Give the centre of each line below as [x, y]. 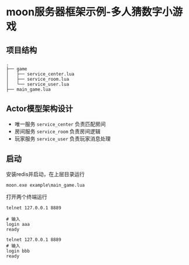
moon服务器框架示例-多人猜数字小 [89, 12]
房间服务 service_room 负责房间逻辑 [57, 131]
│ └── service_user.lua [37, 84]
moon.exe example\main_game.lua [45, 185]
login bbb [18, 251]
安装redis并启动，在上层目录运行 [45, 174]
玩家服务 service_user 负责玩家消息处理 [63, 139]
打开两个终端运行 [27, 197]
